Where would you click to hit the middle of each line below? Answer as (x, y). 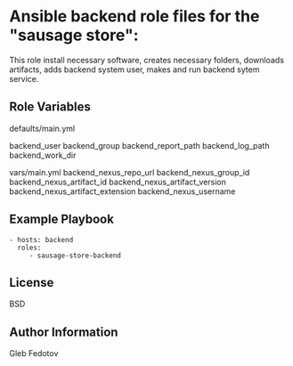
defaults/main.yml (42, 128)
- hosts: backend (41, 240)
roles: (29, 248)
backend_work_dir (43, 155)
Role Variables (50, 107)
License (32, 282)
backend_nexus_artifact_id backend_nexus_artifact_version (118, 182)
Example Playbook (61, 220)
